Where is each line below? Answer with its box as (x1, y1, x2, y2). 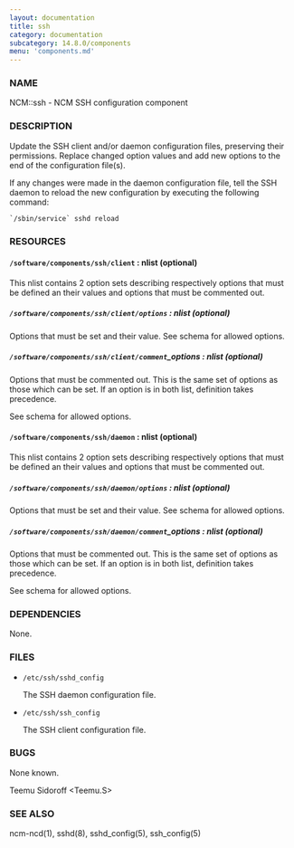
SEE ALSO (9, 807, 55, 820)
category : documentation (9, 30, 103, 39)
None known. (9, 767, 60, 778)
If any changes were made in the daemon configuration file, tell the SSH (9, 177, 278, 188)
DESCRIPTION (9, 119, 73, 132)
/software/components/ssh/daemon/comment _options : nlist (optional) (9, 526, 264, 537)
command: (9, 196, 50, 207)
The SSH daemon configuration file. (22, 689, 156, 700)
